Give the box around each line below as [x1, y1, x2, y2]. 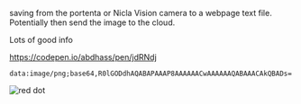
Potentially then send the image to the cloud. [9, 17, 176, 28]
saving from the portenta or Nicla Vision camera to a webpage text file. [9, 8, 272, 18]
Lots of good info [9, 35, 74, 45]
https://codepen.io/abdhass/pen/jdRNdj [9, 52, 158, 62]
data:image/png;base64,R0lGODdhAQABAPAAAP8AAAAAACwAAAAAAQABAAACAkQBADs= [9, 69, 293, 78]
